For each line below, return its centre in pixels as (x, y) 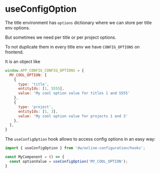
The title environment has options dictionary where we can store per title (79, 23)
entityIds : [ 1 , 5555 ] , (41, 89)
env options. (18, 27)
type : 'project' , (36, 107)
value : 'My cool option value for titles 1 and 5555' (74, 93)
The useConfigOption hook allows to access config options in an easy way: (80, 139)
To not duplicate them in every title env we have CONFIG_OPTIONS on (72, 47)
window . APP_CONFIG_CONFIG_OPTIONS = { (45, 70)
